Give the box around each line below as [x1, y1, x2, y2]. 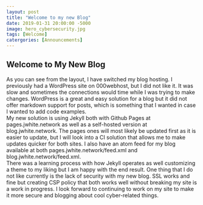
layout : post [6, 8, 40, 15]
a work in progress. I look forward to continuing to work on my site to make [6, 185, 194, 192]
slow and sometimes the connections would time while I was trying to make [6, 89, 196, 96]
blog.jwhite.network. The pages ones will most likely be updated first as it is [6, 127, 196, 134]
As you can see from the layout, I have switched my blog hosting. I [6, 75, 173, 82]
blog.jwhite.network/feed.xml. [6, 153, 81, 160]
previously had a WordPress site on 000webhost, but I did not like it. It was [6, 82, 193, 89]
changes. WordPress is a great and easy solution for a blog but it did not [6, 95, 187, 102]
